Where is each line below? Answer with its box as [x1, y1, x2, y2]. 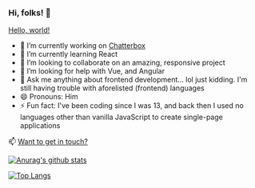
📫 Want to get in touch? [8, 137, 88, 146]
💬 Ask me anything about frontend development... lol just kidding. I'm [19, 75, 248, 85]
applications [19, 121, 61, 130]
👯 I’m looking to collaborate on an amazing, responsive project [19, 58, 225, 67]
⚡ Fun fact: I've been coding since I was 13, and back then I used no [19, 101, 244, 110]
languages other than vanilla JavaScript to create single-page [19, 112, 224, 122]
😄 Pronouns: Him [19, 92, 78, 102]
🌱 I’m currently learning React [19, 50, 118, 59]
